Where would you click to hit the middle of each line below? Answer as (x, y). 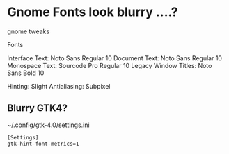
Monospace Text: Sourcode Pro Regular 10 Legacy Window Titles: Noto (110, 65)
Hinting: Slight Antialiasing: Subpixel (59, 86)
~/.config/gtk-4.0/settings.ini (48, 125)
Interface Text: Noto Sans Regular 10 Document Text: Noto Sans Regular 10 (115, 58)
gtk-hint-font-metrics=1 (43, 144)
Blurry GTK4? (38, 108)
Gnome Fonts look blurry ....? (93, 12)
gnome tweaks (29, 31)
